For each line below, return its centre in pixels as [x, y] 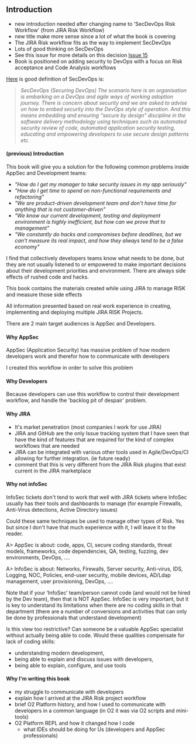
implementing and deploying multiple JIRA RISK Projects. [75, 312]
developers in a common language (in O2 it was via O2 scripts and [94, 711]
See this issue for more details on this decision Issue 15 [81, 55]
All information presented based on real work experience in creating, [89, 306]
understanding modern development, [59, 653]
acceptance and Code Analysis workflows [65, 68]
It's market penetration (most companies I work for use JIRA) [88, 427]
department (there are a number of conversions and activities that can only [97, 611]
